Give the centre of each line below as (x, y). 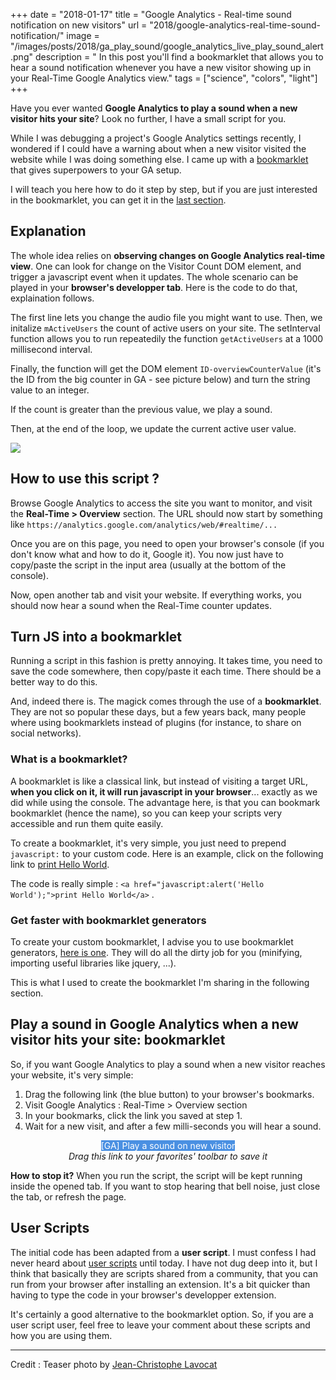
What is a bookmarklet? (69, 759)
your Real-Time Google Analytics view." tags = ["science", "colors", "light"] (164, 78)
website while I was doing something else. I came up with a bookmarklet (159, 159)
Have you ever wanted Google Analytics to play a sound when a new (154, 108)
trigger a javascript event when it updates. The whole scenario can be (154, 276)
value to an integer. (50, 390)
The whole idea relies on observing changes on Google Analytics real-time (168, 255)
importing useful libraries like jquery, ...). (93, 963)
